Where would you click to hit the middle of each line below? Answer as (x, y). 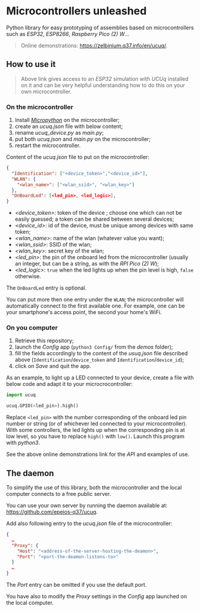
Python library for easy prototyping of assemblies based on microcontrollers (100, 28)
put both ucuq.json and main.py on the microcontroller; (83, 139)
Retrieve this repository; (44, 341)
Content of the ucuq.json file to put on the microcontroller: (78, 157)
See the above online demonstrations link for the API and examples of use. (98, 454)
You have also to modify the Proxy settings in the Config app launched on (96, 596)
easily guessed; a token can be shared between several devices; (94, 219)
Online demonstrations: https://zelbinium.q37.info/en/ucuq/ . (94, 45)
